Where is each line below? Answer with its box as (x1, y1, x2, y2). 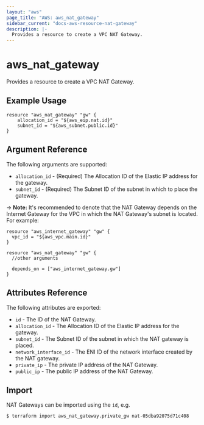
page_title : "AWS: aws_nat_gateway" (6, 15, 99, 21)
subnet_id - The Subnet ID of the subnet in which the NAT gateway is (15, 335, 189, 342)
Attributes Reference (6, 288, 88, 298)
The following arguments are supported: (6, 160, 108, 168)
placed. (15, 341, 35, 349)
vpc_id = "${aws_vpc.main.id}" (12, 234, 91, 240)
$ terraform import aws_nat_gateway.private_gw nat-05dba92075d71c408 (6, 413, 189, 420)
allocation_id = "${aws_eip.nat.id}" (17, 117, 113, 123)
